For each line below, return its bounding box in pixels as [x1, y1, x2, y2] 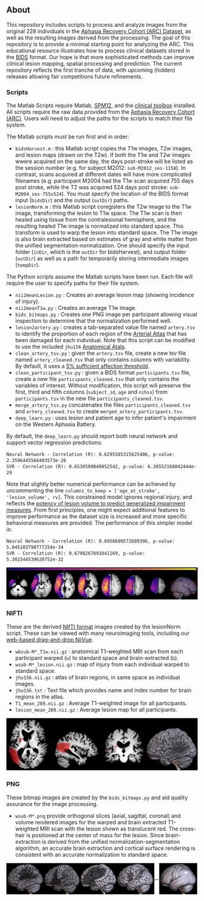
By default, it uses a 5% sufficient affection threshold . [15, 362, 150, 370]
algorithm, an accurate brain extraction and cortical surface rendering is [15, 844, 195, 852]
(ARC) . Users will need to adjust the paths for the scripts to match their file [6, 115, 192, 122]
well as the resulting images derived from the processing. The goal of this [6, 33, 191, 41]
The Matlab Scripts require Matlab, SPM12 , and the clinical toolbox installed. [6, 102, 196, 109]
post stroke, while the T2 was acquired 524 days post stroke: [15, 184, 168, 191]
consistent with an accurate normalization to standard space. [15, 850, 168, 858]
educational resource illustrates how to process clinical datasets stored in [6, 47, 190, 54]
